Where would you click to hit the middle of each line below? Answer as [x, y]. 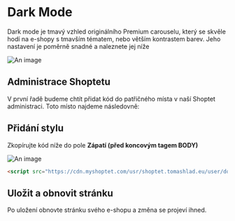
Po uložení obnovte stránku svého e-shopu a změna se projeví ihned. [107, 210]
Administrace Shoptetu [59, 82]
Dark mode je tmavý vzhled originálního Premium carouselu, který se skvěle [116, 31]
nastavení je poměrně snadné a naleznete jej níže [78, 46]
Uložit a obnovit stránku [60, 193]
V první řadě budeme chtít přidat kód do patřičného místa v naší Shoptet [111, 99]
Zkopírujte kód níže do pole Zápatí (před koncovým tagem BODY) [103, 145]
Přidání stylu [36, 128]
